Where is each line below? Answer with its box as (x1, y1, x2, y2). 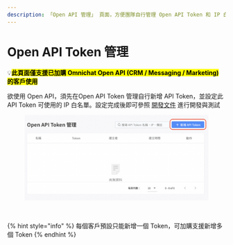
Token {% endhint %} (15, 230, 76, 239)
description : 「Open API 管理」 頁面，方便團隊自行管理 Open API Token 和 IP (7, 11, 221, 18)
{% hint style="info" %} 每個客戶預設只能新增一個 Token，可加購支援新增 (7, 221, 217, 230)
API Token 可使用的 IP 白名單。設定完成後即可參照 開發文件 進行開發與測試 (7, 101, 221, 109)
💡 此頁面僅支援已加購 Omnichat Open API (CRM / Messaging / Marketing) (7, 68, 219, 76)
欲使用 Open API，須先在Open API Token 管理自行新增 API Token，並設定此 (7, 92, 224, 100)
